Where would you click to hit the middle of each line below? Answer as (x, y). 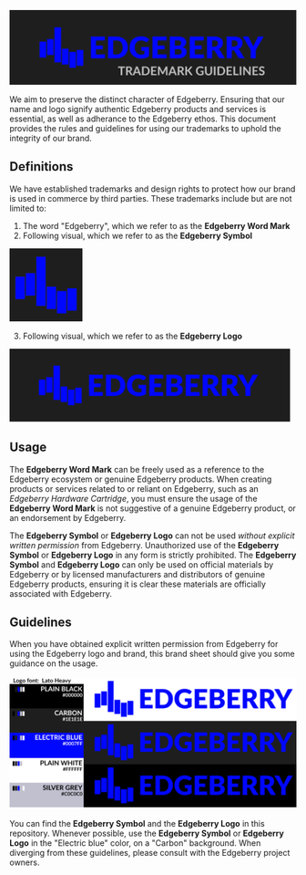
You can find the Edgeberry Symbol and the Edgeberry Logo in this (138, 824)
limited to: (28, 208)
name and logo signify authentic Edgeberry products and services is (138, 109)
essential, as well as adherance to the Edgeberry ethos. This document (143, 119)
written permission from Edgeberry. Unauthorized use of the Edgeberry (144, 545)
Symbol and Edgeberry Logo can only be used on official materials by (142, 564)
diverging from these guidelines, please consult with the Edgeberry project (150, 853)
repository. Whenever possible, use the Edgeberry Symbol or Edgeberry (147, 833)
